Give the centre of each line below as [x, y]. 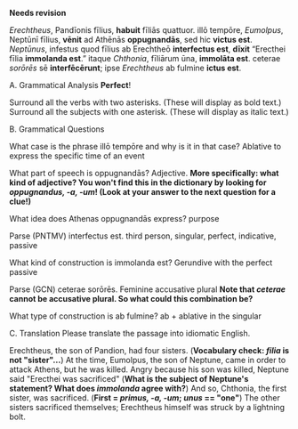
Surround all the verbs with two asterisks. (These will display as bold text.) [145, 102]
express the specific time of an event [77, 156]
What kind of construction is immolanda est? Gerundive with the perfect [141, 263]
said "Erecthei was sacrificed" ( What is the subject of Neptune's [129, 379]
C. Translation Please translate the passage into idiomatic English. [130, 333]
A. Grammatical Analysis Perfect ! [70, 85]
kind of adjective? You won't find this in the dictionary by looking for [138, 182]
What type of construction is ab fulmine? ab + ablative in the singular [136, 316]
